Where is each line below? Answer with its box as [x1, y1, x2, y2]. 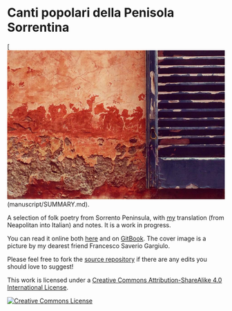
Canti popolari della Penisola [7, 5, 175, 21]
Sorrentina [7, 19, 70, 35]
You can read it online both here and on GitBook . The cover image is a [7, 234, 206, 242]
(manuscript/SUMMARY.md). [7, 199, 90, 208]
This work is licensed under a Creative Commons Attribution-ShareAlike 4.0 [7, 276, 222, 284]
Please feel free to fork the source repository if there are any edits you [7, 255, 207, 263]
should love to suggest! [7, 262, 74, 271]
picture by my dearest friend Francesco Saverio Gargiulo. [7, 241, 171, 250]
